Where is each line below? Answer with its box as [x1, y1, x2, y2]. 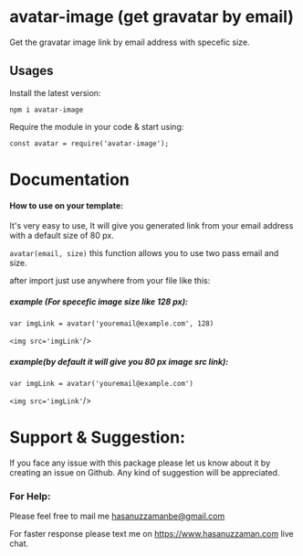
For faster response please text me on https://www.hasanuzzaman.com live [9, 529, 294, 540]
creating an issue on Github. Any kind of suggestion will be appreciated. [9, 467, 280, 478]
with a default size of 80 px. [9, 230, 114, 241]
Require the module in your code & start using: [9, 121, 184, 132]
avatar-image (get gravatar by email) [9, 6, 295, 27]
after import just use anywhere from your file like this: [9, 275, 211, 286]
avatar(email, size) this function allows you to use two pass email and [9, 248, 279, 259]
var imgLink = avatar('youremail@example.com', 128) [9, 319, 214, 328]
